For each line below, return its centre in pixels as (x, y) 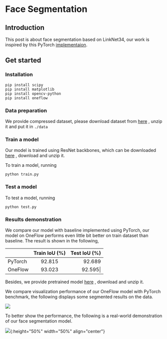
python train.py (22, 174)
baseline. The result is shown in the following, (52, 240)
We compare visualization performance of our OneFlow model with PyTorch (83, 291)
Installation (19, 75)
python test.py (21, 207)
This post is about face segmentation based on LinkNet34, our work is (77, 39)
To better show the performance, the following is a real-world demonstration (84, 316)
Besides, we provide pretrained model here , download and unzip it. (75, 282)
